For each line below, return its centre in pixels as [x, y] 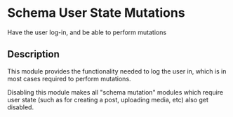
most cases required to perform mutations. [69, 78]
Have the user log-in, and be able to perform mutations [87, 32]
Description [33, 54]
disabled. [20, 107]
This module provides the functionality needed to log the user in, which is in [117, 71]
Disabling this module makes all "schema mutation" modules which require [115, 92]
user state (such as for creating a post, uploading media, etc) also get [108, 99]
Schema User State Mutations [96, 13]
